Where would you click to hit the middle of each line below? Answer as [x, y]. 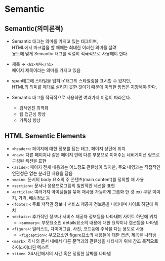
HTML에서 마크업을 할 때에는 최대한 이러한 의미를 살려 [64, 47]
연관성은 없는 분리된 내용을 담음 [42, 173]
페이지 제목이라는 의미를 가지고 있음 [46, 70]
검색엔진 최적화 [34, 108]
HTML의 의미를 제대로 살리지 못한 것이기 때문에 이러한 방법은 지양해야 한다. [84, 87]
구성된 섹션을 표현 [29, 161]
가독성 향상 [30, 120]
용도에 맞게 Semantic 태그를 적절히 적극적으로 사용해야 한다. [70, 54]
